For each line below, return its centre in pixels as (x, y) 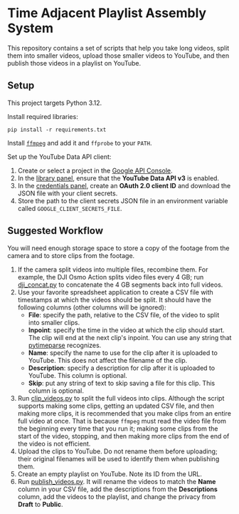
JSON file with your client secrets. (68, 193)
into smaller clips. (54, 322)
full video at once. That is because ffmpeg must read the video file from (122, 421)
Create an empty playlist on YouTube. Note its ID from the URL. (110, 474)
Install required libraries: (43, 116)
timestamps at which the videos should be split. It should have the (115, 299)
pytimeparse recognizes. (65, 345)
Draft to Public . (40, 504)
